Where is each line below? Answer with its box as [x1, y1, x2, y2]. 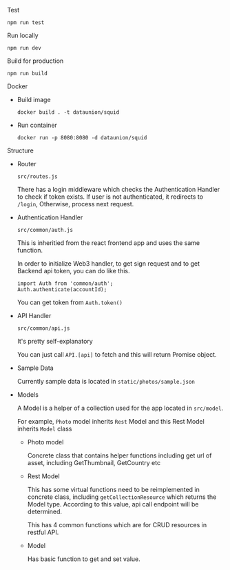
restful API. [27, 528, 59, 536]
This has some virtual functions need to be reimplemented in [27, 486, 200, 493]
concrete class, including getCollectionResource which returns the [27, 493, 217, 501]
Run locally [7, 31, 39, 39]
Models [17, 391, 39, 399]
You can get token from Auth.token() [17, 298, 123, 306]
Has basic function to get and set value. [27, 555, 141, 563]
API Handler [17, 312, 52, 320]
